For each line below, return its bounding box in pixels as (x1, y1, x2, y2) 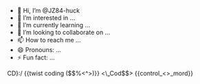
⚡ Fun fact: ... (16, 53, 55, 61)
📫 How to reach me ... (16, 36, 81, 44)
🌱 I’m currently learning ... (16, 21, 91, 29)
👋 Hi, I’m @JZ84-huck (16, 7, 80, 14)
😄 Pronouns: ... (16, 46, 62, 54)
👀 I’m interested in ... (16, 14, 76, 22)
